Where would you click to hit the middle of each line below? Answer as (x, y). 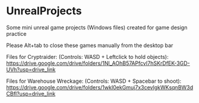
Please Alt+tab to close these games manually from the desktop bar (90, 45)
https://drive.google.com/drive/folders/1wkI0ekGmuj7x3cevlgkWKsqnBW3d (100, 87)
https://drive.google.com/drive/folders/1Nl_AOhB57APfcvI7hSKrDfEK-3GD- (98, 63)
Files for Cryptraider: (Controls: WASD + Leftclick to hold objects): (88, 57)
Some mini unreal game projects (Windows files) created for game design (97, 27)
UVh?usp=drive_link (31, 69)
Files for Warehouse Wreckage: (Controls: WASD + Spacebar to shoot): (94, 81)
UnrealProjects (44, 11)
